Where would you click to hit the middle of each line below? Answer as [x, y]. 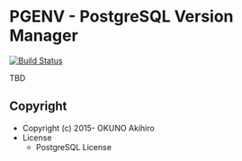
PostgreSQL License [74, 147]
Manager [44, 36]
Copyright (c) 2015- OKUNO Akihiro [88, 128]
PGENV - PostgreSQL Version [121, 17]
